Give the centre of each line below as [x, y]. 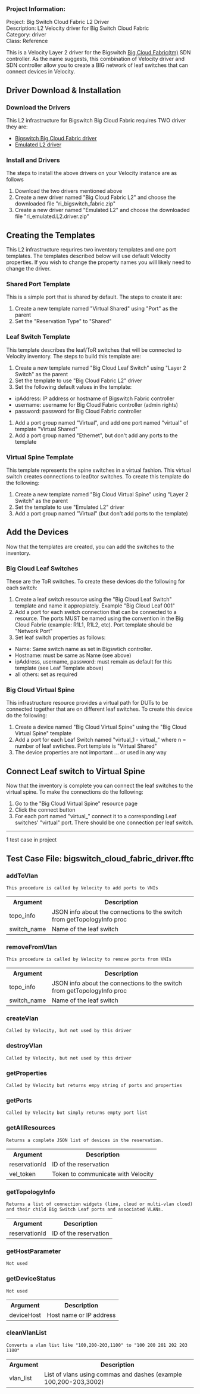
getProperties [27, 1073]
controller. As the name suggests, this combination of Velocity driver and [96, 59]
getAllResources [31, 1128]
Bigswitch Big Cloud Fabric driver [56, 138]
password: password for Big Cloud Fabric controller [78, 411]
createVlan [22, 1018]
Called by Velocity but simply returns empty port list [77, 1113]
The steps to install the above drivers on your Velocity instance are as [92, 173]
